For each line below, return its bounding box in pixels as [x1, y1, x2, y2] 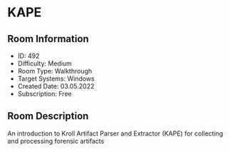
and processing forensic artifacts [7, 136, 105, 145]
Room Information [7, 33, 89, 45]
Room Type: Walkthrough [17, 67, 93, 75]
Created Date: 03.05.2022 [17, 82, 95, 90]
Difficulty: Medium [17, 59, 73, 68]
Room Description [7, 110, 89, 122]
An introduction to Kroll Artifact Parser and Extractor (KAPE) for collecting [7, 129, 224, 138]
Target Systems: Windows [17, 74, 95, 83]
